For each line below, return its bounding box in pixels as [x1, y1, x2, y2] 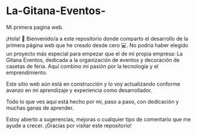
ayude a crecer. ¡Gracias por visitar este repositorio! [6, 122, 132, 129]
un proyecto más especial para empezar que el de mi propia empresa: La [6, 50, 183, 57]
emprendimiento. [6, 69, 48, 76]
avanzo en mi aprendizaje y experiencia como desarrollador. [6, 87, 152, 94]
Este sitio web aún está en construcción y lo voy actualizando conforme [6, 80, 181, 87]
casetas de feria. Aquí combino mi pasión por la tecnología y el [6, 62, 159, 70]
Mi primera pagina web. [6, 24, 64, 31]
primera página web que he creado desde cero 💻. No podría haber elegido [6, 41, 189, 48]
